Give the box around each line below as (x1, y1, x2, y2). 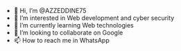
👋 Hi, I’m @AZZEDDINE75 (13, 7, 87, 14)
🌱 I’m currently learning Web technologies (13, 21, 134, 29)
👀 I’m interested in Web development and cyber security (13, 14, 175, 22)
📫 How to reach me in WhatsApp (13, 37, 110, 44)
